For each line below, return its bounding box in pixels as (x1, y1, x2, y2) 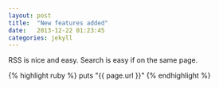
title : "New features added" (8, 19, 109, 27)
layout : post (8, 11, 52, 20)
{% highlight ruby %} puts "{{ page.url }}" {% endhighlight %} (8, 71, 211, 80)
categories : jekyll (8, 33, 73, 42)
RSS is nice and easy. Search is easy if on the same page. (8, 55, 198, 65)
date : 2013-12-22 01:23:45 (8, 26, 105, 34)
